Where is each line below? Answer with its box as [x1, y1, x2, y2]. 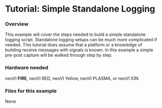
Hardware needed [5, 64, 49, 71]
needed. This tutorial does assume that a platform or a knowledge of [5, 42, 143, 48]
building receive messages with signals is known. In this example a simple [5, 47, 153, 53]
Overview [5, 21, 29, 28]
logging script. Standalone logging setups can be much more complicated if [5, 37, 157, 43]
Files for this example [5, 87, 57, 94]
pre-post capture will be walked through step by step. [5, 52, 113, 58]
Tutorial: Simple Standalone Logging [5, 3, 156, 15]
